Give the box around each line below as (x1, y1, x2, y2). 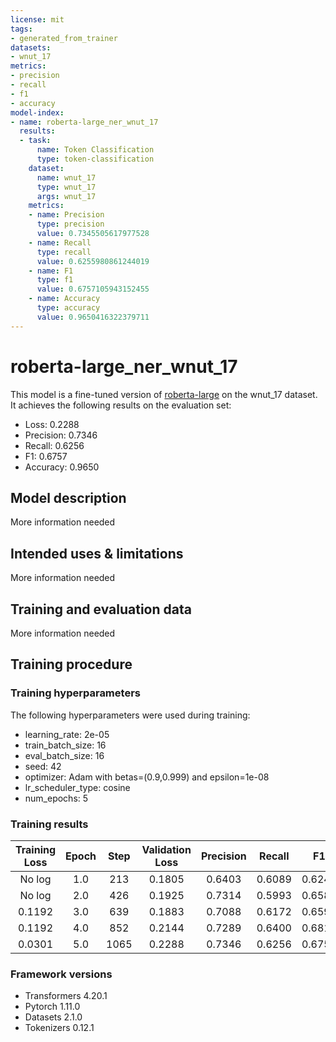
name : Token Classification (36, 145, 155, 155)
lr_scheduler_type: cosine (24, 781, 131, 793)
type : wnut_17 (36, 182, 97, 192)
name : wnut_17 (36, 172, 97, 183)
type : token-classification (36, 154, 155, 164)
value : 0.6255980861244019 (36, 256, 150, 266)
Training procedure (10, 656, 133, 673)
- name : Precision (28, 210, 105, 220)
